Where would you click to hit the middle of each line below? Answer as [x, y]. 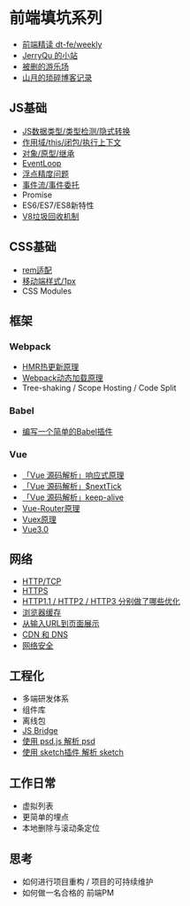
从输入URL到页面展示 [61, 623]
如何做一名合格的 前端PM [68, 893]
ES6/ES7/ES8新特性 [58, 205]
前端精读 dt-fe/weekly [62, 44]
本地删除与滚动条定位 [61, 828]
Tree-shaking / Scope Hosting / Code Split [99, 388]
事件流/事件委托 [50, 184]
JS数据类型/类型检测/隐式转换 [76, 131]
